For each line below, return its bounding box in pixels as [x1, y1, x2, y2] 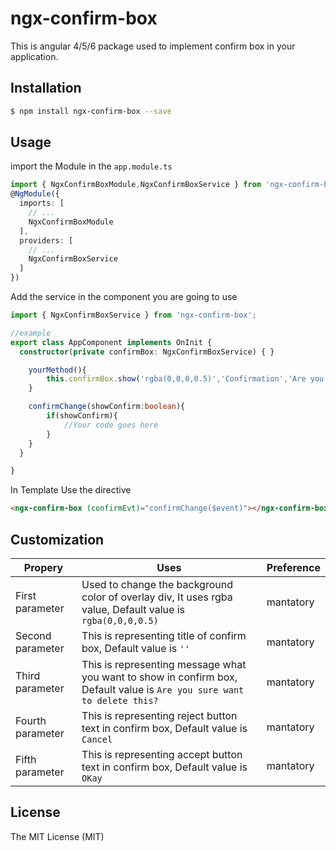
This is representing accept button [81, 748, 243, 761]
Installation [10, 80, 82, 97]
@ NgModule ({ [10, 189, 60, 199]
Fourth [15, 714, 47, 727]
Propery [23, 561, 64, 574]
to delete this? [81, 695, 159, 706]
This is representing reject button [81, 709, 238, 722]
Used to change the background [81, 578, 233, 591]
